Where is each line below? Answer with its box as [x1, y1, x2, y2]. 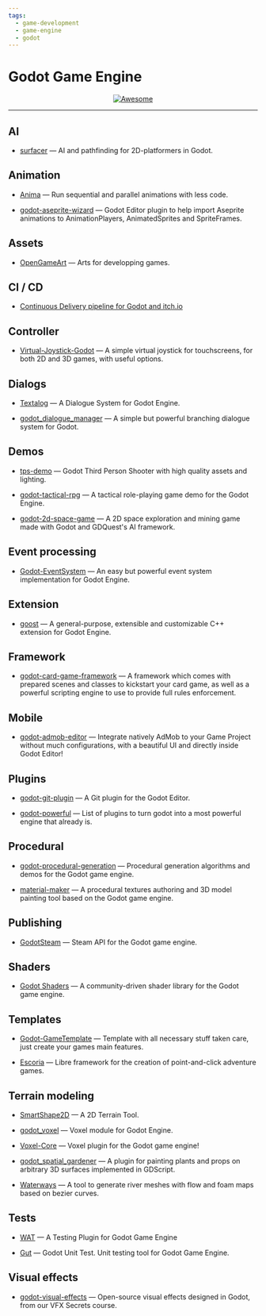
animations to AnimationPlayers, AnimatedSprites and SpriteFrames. [19, 214, 242, 223]
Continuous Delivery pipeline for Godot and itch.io [19, 302, 184, 311]
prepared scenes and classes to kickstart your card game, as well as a [19, 679, 249, 689]
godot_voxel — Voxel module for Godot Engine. [19, 1126, 173, 1135]
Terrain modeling [8, 1089, 95, 1102]
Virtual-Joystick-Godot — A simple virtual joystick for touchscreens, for [19, 346, 253, 356]
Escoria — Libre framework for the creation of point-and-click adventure [19, 1057, 256, 1068]
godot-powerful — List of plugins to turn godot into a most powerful [19, 808, 241, 818]
